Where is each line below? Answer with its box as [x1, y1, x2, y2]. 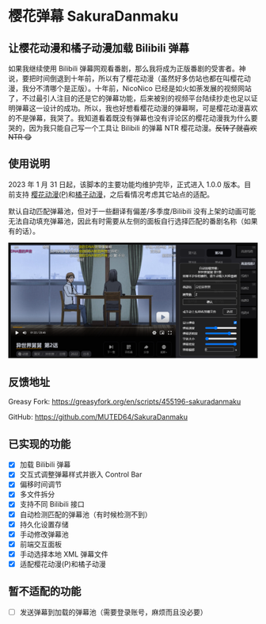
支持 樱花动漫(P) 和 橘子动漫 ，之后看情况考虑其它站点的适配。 [14, 189, 215, 199]
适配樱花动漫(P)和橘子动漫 [19, 559, 106, 568]
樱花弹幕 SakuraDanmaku [8, 7, 179, 25]
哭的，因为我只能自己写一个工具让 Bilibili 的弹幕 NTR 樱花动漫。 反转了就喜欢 [8, 124, 257, 132]
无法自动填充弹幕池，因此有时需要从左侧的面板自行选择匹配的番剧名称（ [8, 216, 244, 226]
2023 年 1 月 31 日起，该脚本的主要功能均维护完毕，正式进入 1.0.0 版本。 [8, 179, 245, 189]
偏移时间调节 [19, 480, 62, 489]
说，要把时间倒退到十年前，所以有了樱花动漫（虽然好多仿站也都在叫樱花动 [8, 74, 251, 83]
